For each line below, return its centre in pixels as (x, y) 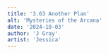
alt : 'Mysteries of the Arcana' (55, 20)
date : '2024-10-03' (36, 27)
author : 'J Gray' (33, 33)
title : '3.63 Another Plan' (49, 14)
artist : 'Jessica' (34, 40)
